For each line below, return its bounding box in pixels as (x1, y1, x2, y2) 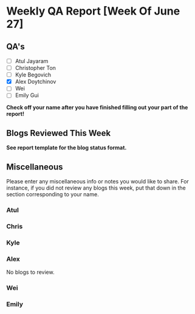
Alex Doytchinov (15, 78, 56, 86)
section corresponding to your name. (6, 191, 99, 198)
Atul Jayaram (15, 58, 49, 64)
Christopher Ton (15, 64, 56, 72)
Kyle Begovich (15, 71, 52, 78)
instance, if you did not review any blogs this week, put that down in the (6, 184, 186, 191)
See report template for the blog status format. (6, 144, 127, 151)
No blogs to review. (6, 268, 55, 276)
